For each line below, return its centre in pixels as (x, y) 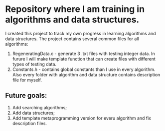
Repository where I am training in (75, 9)
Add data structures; (33, 113)
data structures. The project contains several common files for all (72, 39)
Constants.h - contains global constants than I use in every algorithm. (84, 69)
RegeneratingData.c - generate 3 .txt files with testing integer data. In (84, 54)
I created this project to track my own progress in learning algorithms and (81, 33)
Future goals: (26, 96)
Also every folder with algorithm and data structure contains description (86, 74)
